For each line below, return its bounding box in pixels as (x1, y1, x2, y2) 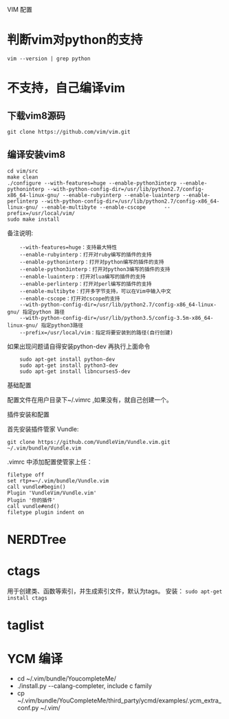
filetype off (7, 471, 45, 478)
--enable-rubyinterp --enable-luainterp (62, 192, 180, 199)
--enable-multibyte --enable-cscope (41, 203, 146, 211)
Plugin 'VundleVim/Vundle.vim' (7, 489, 97, 496)
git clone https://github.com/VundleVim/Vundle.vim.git (7, 438, 171, 445)
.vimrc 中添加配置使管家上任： (7, 457, 93, 466)
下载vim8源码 (7, 110, 66, 121)
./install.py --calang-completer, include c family (17, 682, 153, 690)
